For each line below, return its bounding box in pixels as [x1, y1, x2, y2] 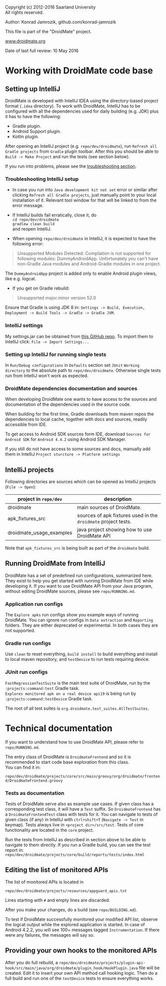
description [104, 496, 132, 502]
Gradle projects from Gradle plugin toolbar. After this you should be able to [5, 148, 159, 154]
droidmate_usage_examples [7, 529, 73, 536]
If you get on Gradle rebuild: [12, 285, 70, 291]
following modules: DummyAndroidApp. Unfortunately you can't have [17, 256, 159, 261]
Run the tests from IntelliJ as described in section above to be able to [5, 836, 146, 842]
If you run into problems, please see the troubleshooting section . [5, 163, 137, 169]
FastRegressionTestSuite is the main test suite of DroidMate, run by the [5, 680, 151, 686]
